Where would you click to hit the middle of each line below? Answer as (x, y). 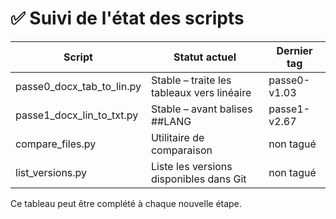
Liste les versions (191, 166)
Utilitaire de (177, 137)
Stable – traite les (191, 80)
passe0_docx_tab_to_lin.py (78, 86)
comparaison (181, 150)
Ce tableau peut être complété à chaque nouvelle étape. (126, 203)
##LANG (171, 121)
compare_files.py (56, 144)
